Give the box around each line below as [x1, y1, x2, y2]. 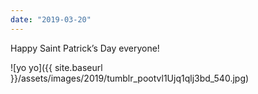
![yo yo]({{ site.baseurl [10, 61, 103, 73]
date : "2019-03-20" [10, 14, 92, 25]
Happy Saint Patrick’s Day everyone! [10, 42, 160, 54]
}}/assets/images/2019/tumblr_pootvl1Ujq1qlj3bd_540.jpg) [10, 72, 250, 84]
